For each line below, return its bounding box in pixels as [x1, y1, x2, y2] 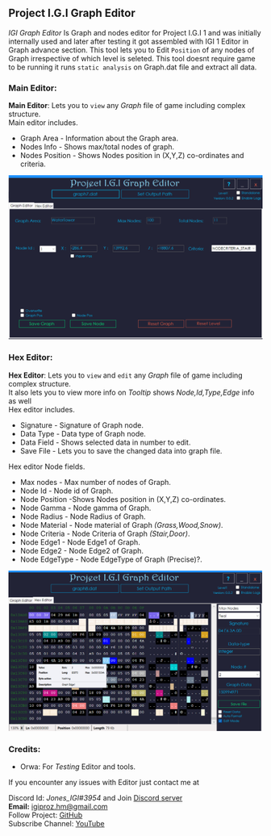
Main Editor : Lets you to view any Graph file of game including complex [8, 101, 246, 111]
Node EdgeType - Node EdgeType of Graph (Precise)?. [19, 554, 203, 564]
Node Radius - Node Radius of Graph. [19, 512, 147, 521]
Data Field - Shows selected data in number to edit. [19, 437, 191, 447]
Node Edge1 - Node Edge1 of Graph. [19, 537, 141, 547]
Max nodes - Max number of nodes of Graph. [19, 477, 172, 487]
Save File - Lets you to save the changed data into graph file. [19, 445, 223, 455]
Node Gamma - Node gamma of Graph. [19, 503, 152, 512]
